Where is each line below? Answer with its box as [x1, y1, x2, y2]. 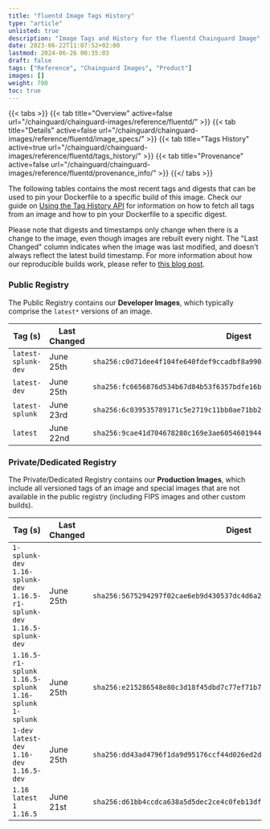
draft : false [8, 57, 52, 65]
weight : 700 [8, 79, 48, 87]
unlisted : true [8, 27, 59, 35]
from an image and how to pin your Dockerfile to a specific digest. [8, 210, 227, 220]
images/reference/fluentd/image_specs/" [8, 134, 145, 144]
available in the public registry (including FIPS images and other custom [8, 491, 246, 501]
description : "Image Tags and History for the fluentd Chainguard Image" [8, 34, 261, 43]
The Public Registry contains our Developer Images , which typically [8, 298, 235, 307]
